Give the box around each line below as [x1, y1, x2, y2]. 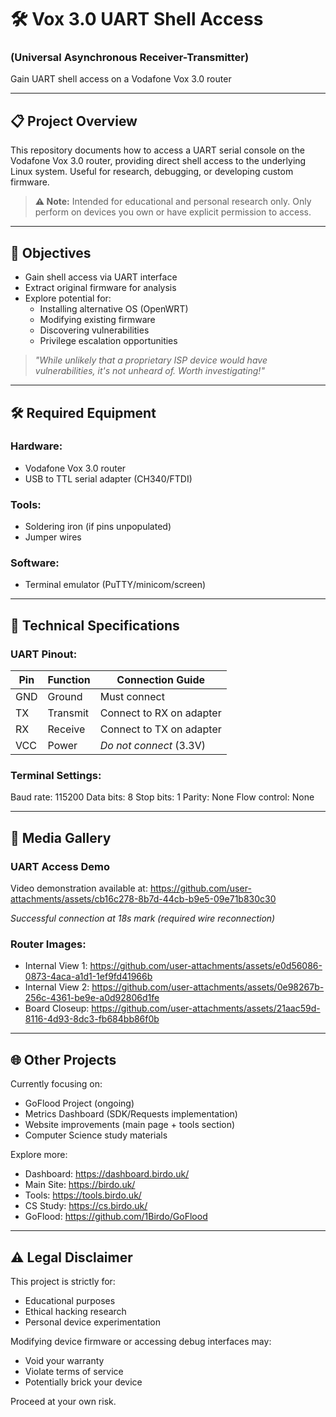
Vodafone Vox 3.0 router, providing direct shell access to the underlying [10, 155, 307, 167]
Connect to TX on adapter [99, 722, 222, 736]
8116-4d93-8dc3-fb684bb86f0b [24, 1013, 160, 1025]
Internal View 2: [24, 981, 90, 993]
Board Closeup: [24, 1002, 90, 1015]
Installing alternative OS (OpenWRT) [39, 303, 189, 315]
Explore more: [10, 1149, 68, 1161]
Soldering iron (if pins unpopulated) [24, 521, 172, 533]
